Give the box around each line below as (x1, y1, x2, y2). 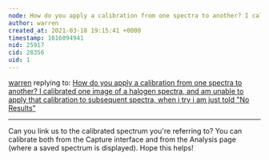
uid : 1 (8, 57, 30, 64)
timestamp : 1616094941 (8, 33, 84, 42)
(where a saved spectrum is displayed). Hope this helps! (8, 142, 194, 152)
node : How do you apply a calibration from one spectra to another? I (8, 11, 249, 20)
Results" (8, 103, 36, 112)
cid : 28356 (8, 49, 45, 57)
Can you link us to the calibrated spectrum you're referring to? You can (8, 126, 243, 135)
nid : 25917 (8, 41, 45, 49)
